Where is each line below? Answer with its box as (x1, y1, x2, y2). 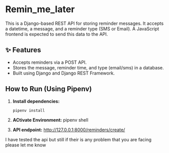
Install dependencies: (12, 98, 60, 104)
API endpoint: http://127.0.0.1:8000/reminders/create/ (12, 127, 126, 133)
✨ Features (5, 46, 41, 54)
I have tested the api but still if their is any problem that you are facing (5, 137, 152, 143)
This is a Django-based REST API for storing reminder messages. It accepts (5, 20, 164, 26)
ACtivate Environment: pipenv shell (12, 117, 89, 123)
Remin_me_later (5, 4, 75, 15)
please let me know (5, 142, 46, 148)
